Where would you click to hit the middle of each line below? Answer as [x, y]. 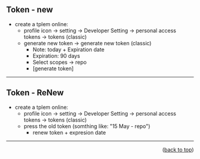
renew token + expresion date [69, 132]
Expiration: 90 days [56, 55]
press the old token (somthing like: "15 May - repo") [87, 126]
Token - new [30, 10]
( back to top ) [178, 149]
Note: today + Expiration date [68, 49]
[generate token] [53, 68]
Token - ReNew [35, 93]
